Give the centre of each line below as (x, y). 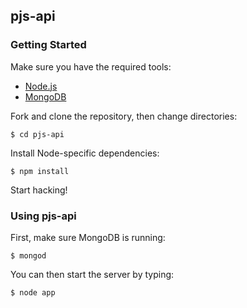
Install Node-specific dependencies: (85, 153)
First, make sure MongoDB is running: (88, 237)
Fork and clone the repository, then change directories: (124, 116)
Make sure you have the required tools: (91, 66)
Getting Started (48, 45)
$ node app (33, 292)
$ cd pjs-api (37, 134)
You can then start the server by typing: (92, 274)
